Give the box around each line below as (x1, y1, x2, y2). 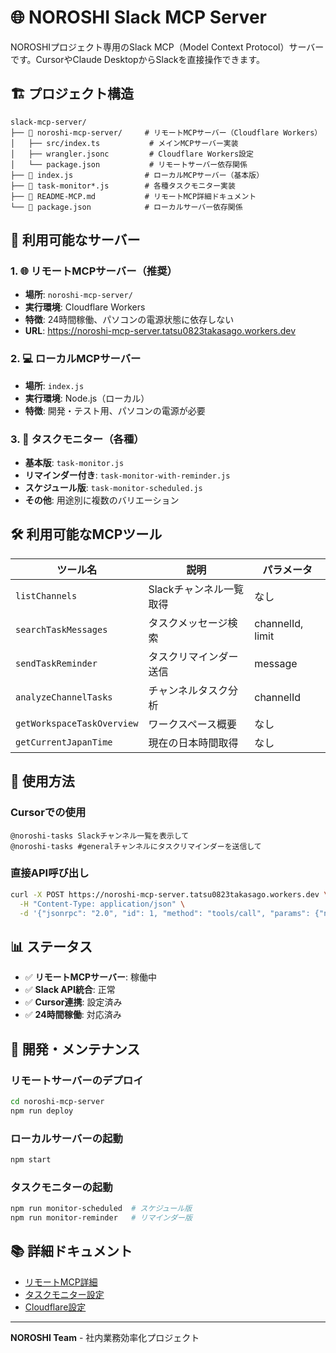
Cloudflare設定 (24, 1301, 87, 1313)
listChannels (15, 590, 78, 601)
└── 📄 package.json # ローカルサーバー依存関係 (10, 202, 243, 212)
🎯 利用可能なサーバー (10, 232, 141, 249)
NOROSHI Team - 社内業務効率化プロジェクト (10, 1331, 200, 1343)
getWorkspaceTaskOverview (15, 717, 139, 729)
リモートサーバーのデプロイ (10, 1073, 144, 1087)
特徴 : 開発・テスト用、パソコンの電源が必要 (24, 404, 206, 416)
